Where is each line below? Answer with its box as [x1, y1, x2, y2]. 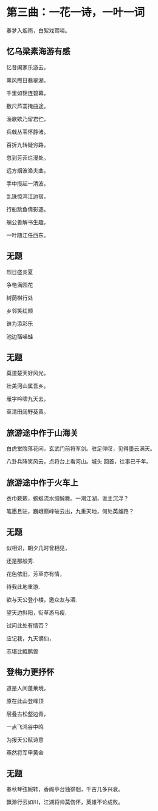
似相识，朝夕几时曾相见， [6, 544, 70, 552]
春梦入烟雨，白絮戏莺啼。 [6, 27, 70, 34]
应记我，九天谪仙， [6, 634, 55, 642]
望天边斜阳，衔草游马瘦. [6, 609, 67, 616]
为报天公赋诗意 [6, 736, 44, 743]
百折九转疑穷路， [6, 141, 49, 148]
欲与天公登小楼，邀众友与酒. [6, 596, 78, 603]
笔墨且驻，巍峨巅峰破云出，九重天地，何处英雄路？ [6, 508, 134, 515]
